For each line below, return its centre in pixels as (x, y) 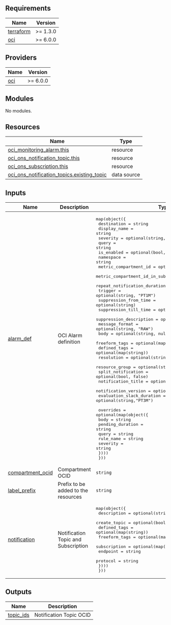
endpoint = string (120, 551)
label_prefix (22, 491)
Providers (21, 58)
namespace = (112, 257)
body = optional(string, (127, 334)
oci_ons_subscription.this (38, 167)
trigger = (110, 291)
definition (69, 342)
